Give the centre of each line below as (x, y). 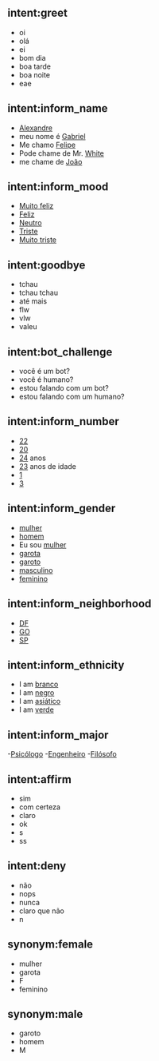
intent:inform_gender (62, 509)
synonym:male (45, 1014)
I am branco (39, 684)
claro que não (41, 911)
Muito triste (38, 240)
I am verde (37, 709)
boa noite (35, 74)
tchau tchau (39, 293)
